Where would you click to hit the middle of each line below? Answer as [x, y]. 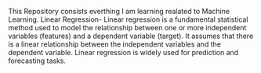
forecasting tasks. [37, 61]
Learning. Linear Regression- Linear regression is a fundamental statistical [128, 19]
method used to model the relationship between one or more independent [127, 28]
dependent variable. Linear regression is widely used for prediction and [123, 52]
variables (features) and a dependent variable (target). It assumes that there [131, 36]
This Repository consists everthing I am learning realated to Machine [119, 11]
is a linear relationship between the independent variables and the [115, 44]
